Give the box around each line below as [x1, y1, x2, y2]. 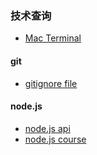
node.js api [24, 122, 71, 134]
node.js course [24, 133, 87, 145]
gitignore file [24, 77, 78, 89]
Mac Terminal [24, 32, 82, 44]
